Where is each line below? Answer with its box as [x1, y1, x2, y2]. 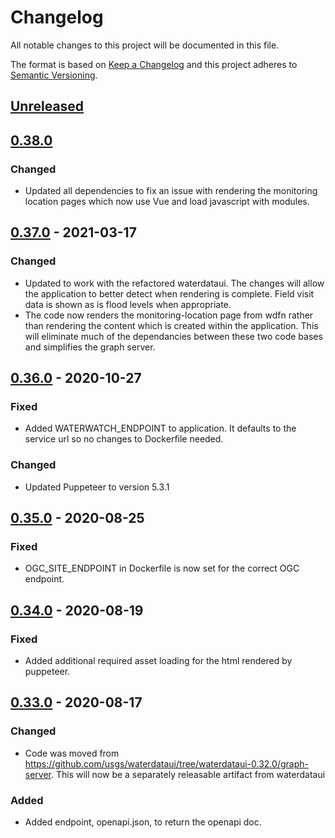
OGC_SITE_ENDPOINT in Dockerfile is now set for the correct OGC [24, 562, 300, 575]
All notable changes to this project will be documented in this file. [10, 39, 280, 51]
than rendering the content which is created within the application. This [24, 319, 319, 331]
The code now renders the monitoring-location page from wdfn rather [24, 309, 314, 321]
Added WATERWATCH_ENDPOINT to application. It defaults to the [24, 422, 297, 435]
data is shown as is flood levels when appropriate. [24, 298, 232, 310]
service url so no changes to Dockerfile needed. [24, 433, 224, 445]
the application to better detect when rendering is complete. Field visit [24, 287, 315, 300]
